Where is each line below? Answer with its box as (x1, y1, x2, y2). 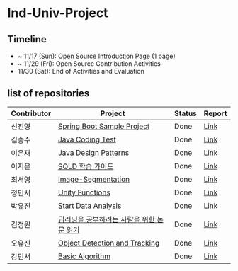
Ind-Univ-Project (7, 5, 108, 21)
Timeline (7, 33, 47, 45)
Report (203, 108, 227, 118)
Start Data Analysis (57, 200, 122, 210)
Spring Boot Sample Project (57, 121, 150, 131)
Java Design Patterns (57, 147, 130, 157)
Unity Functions (57, 188, 111, 197)
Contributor (11, 108, 52, 118)
